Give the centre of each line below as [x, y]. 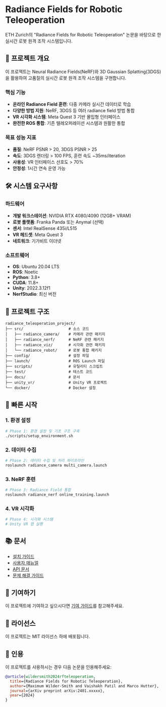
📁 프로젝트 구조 [27, 312]
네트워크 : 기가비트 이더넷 [37, 241]
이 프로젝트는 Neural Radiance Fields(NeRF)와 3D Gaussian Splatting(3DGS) [83, 71]
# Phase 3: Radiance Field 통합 [38, 490]
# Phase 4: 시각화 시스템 [29, 519]
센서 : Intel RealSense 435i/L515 [45, 228]
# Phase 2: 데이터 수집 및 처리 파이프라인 [45, 460]
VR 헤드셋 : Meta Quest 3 [38, 235]
